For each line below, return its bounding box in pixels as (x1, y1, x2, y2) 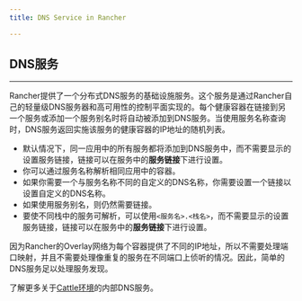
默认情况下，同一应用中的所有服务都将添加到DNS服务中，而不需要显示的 (22, 143, 292, 154)
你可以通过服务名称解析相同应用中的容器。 (22, 165, 181, 176)
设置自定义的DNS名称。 (22, 188, 111, 199)
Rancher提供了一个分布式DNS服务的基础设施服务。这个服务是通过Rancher (9, 91, 285, 102)
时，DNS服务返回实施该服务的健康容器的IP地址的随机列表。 (9, 124, 231, 135)
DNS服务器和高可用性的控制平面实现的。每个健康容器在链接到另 (48, 102, 286, 112)
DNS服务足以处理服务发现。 (9, 263, 113, 274)
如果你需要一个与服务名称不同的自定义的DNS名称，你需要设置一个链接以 (22, 177, 292, 188)
